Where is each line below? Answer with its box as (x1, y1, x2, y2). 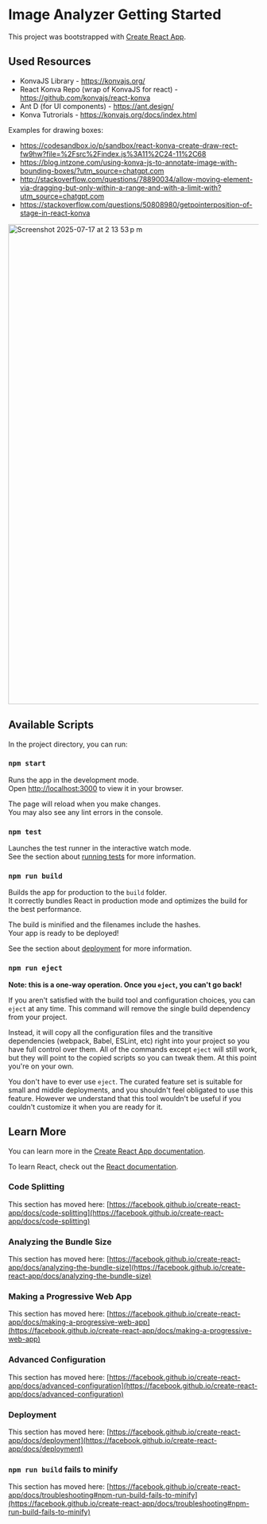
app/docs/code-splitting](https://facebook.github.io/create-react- (8, 1208, 224, 1217)
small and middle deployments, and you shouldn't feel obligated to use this (8, 1085, 253, 1095)
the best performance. (8, 905, 82, 914)
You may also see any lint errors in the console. (8, 807, 163, 816)
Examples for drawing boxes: (8, 125, 103, 134)
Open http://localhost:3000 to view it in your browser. (8, 783, 184, 793)
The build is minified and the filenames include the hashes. (8, 920, 201, 929)
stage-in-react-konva (19, 208, 91, 218)
